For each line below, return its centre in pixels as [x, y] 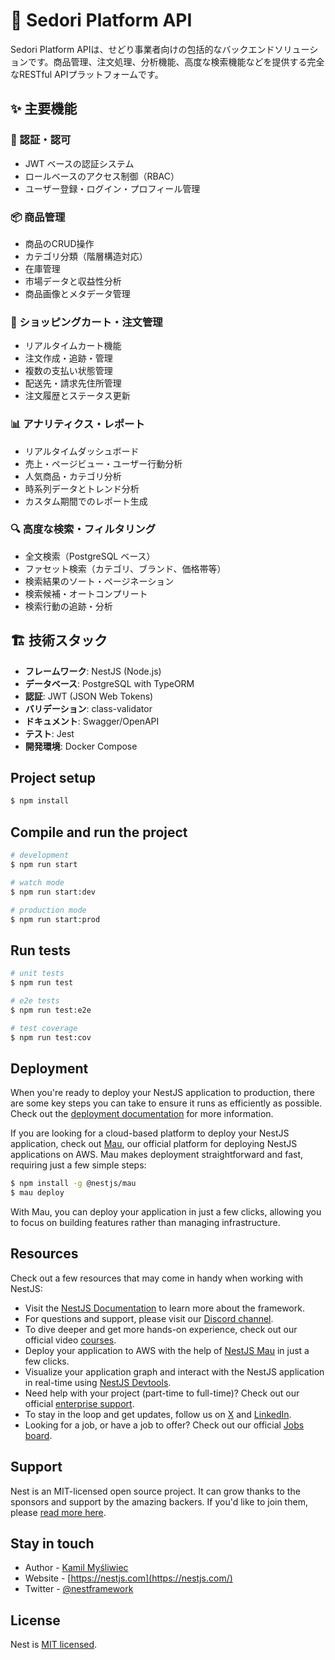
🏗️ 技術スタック [59, 640]
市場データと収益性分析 [73, 281]
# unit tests [37, 974]
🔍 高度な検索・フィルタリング [83, 529]
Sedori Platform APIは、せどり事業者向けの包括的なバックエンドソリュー [160, 49]
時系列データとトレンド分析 [82, 488]
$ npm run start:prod [55, 919]
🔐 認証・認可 [41, 140]
